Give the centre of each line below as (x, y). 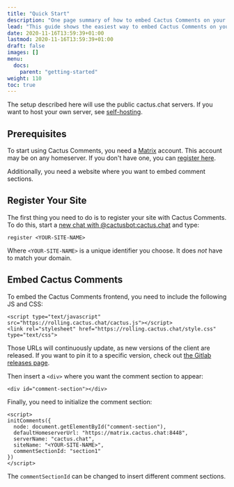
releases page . (29, 362)
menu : (15, 59)
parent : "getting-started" (59, 72)
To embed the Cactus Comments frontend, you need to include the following (117, 296)
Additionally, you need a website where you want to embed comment (106, 172)
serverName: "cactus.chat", (54, 439)
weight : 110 (24, 78)
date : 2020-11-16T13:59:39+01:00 (56, 33)
